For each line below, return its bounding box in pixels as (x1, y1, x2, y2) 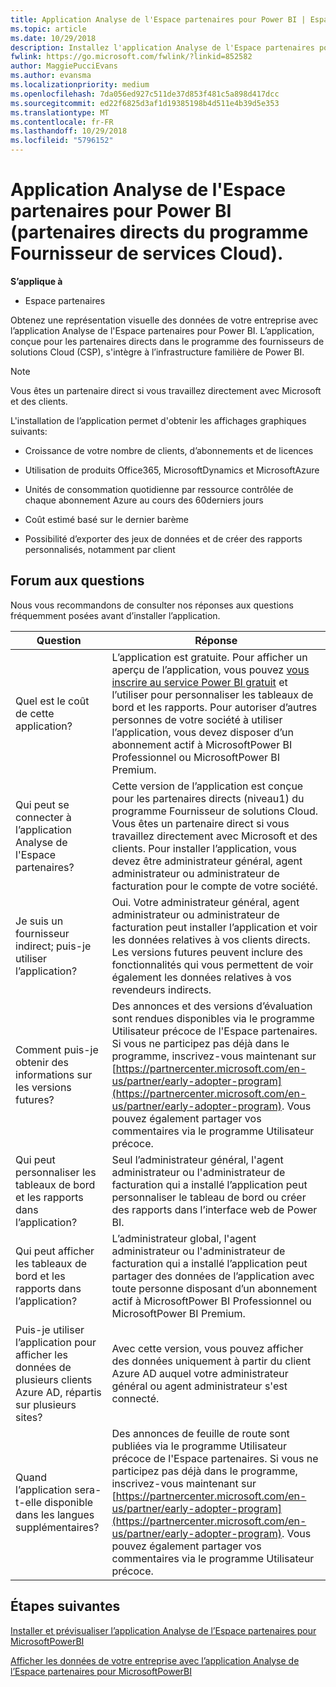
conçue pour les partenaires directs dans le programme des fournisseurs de (10, 335, 325, 347)
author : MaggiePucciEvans (10, 61, 118, 71)
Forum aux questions (10, 572, 145, 590)
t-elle (15, 1495, 43, 1509)
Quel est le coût (15, 694, 90, 708)
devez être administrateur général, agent (111, 854, 303, 868)
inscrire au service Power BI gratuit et (111, 675, 288, 689)
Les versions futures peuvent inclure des (111, 945, 303, 959)
